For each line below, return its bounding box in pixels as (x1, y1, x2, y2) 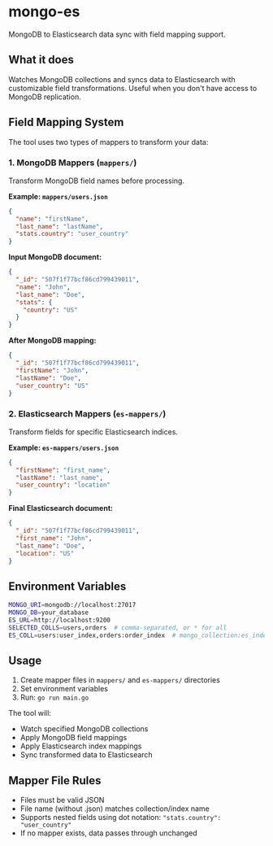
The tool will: (8, 709, 51, 718)
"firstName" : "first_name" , (15, 466, 111, 474)
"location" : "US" (15, 549, 75, 557)
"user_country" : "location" (15, 481, 111, 490)
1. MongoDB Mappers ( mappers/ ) (8, 157, 137, 168)
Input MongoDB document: (8, 252, 102, 262)
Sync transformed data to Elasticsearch (19, 750, 153, 760)
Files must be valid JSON (19, 796, 105, 805)
